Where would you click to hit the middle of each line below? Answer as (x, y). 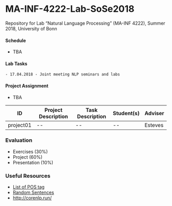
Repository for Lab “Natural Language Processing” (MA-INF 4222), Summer (85, 23)
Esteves (154, 125)
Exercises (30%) (30, 152)
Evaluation (19, 140)
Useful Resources (28, 176)
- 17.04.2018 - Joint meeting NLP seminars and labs (63, 74)
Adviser (154, 113)
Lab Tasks (16, 63)
